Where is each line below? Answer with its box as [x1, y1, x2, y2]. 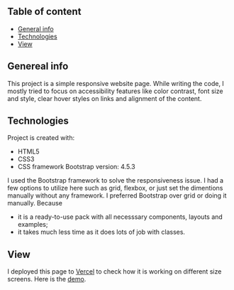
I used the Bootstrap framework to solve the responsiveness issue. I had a [7, 176, 224, 185]
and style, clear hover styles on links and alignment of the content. [7, 94, 202, 102]
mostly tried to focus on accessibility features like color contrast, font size [7, 87, 223, 95]
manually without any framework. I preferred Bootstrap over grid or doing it [7, 191, 227, 200]
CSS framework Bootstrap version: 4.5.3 [17, 163, 136, 171]
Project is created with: [7, 134, 75, 142]
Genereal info [7, 60, 69, 72]
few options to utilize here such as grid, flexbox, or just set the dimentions [7, 184, 223, 193]
